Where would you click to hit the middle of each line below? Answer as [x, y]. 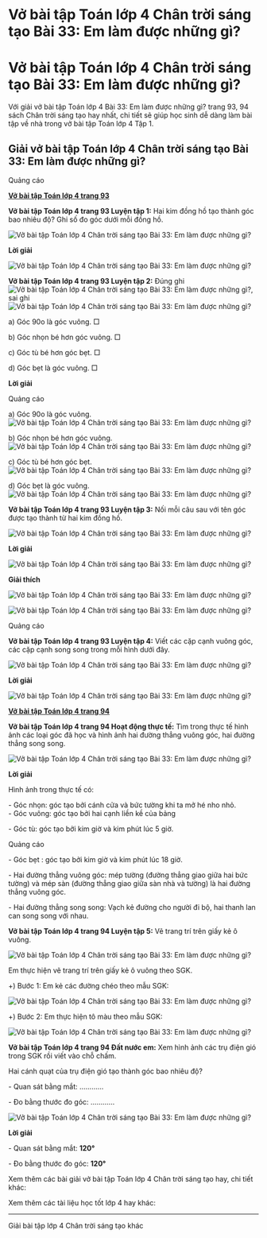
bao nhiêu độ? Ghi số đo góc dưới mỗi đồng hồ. [86, 219]
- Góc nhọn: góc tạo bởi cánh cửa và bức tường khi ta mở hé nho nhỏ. [122, 805]
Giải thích [25, 579]
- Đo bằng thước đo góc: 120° [57, 1163]
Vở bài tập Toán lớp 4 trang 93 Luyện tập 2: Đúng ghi [97, 280]
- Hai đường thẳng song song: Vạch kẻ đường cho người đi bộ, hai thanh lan [132, 907]
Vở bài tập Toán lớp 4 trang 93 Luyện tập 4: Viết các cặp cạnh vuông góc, [131, 640]
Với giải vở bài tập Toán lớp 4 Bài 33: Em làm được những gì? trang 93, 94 [128, 107]
